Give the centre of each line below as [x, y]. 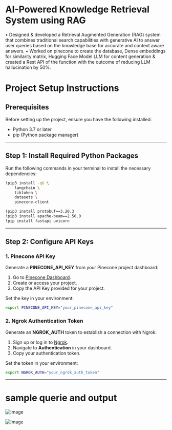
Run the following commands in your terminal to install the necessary [78, 168]
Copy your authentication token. [47, 353]
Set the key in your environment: [40, 298]
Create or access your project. [45, 283]
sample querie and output [61, 398]
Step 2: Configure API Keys [49, 242]
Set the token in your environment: [42, 363]
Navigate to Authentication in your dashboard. [62, 347]
